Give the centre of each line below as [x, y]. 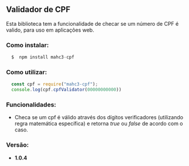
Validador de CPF [38, 10]
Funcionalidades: [31, 105]
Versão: [18, 145]
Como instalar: [28, 45]
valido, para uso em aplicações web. [50, 30]
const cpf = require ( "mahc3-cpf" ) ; [55, 84]
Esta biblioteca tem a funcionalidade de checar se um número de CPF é [92, 23]
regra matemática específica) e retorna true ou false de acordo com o [99, 124]
